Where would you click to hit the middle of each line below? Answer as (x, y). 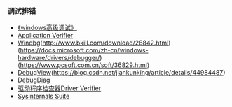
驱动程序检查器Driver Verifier (59, 88)
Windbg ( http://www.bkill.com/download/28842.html (93, 43)
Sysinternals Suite (43, 97)
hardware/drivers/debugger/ (59, 58)
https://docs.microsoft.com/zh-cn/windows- (84, 50)
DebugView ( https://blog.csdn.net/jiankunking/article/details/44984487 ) (121, 73)
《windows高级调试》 (47, 28)
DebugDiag (34, 80)
